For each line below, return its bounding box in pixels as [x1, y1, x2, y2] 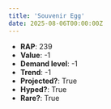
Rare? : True [19, 93, 60, 103]
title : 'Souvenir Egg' [8, 11, 85, 20]
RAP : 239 [19, 41, 53, 51]
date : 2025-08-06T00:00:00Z [8, 19, 104, 27]
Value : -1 [19, 50, 51, 60]
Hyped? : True [19, 84, 67, 94]
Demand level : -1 [19, 58, 79, 69]
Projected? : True [19, 76, 78, 86]
